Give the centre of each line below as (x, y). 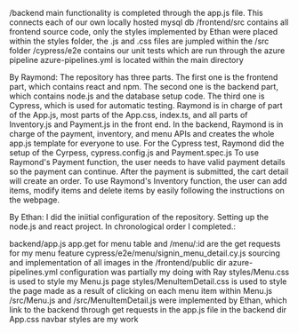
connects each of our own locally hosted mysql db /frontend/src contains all (149, 22)
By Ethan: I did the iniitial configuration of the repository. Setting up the (139, 217)
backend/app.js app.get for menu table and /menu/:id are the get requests (145, 244)
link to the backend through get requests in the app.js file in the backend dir (148, 309)
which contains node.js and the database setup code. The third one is (137, 96)
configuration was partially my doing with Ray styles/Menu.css (174, 272)
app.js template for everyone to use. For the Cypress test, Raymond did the (147, 143)
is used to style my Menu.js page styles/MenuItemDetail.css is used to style (148, 281)
